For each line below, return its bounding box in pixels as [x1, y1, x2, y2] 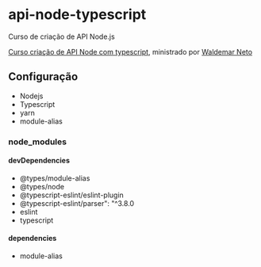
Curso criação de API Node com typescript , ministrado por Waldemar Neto [8, 47, 252, 56]
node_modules [8, 136, 67, 147]
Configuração [8, 70, 79, 84]
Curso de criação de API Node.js [8, 32, 115, 41]
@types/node [19, 181, 65, 191]
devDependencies [8, 156, 70, 166]
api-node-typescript [8, 6, 147, 24]
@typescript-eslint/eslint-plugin [19, 190, 125, 200]
